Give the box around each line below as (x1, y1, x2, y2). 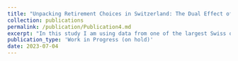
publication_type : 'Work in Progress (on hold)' (7, 36, 154, 43)
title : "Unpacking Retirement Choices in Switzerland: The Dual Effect (7, 10, 223, 18)
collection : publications (7, 17, 84, 24)
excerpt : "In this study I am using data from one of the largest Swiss (7, 29, 227, 37)
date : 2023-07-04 (7, 43, 59, 50)
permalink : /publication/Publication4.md (7, 23, 132, 30)
